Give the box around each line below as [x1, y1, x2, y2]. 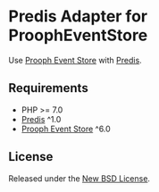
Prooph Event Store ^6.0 [21, 123, 111, 134]
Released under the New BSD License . [8, 172, 151, 184]
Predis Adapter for [8, 6, 148, 27]
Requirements [8, 80, 88, 96]
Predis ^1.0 [21, 113, 62, 124]
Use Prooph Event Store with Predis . [8, 54, 142, 65]
